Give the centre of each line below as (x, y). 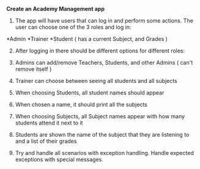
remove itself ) (33, 69)
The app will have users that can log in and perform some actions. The (104, 20)
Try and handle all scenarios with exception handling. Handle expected (104, 153)
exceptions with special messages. (59, 159)
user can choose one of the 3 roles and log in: (73, 27)
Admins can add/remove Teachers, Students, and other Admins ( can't (104, 63)
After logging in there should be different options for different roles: (100, 51)
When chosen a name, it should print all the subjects (81, 104)
